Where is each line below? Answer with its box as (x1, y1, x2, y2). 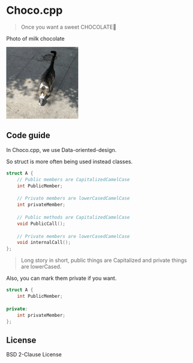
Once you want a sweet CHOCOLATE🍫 (20, 23, 117, 30)
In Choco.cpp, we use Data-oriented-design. (6, 146, 117, 153)
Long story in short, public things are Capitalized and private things (20, 257, 187, 264)
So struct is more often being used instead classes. (6, 158, 133, 165)
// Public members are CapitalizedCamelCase (17, 176, 130, 182)
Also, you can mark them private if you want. (6, 274, 117, 282)
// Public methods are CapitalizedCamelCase (17, 214, 130, 220)
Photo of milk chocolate (6, 35, 65, 42)
